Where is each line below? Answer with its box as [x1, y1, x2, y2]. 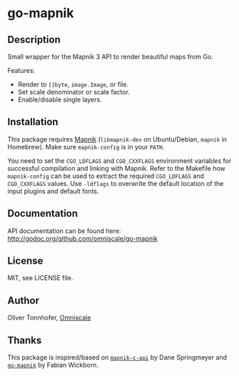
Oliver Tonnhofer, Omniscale [7, 313, 91, 322]
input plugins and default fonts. [7, 187, 99, 195]
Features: [7, 66, 36, 74]
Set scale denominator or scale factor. [17, 88, 131, 96]
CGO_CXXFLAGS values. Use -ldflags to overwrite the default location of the [7, 179, 224, 187]
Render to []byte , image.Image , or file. [17, 80, 129, 89]
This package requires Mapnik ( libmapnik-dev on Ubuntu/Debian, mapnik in [7, 134, 227, 144]
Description [7, 34, 61, 46]
